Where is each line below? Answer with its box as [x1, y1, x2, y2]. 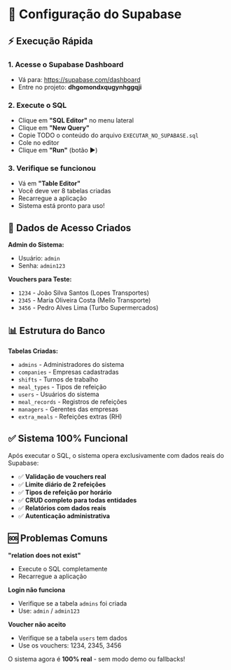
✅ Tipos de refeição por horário [17, 488, 112, 496]
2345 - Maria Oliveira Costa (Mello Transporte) [17, 296, 151, 305]
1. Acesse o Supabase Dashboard [8, 60, 124, 69]
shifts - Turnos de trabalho [17, 375, 99, 384]
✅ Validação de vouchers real [17, 472, 107, 480]
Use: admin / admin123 [17, 606, 80, 615]
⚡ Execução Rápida [8, 35, 93, 47]
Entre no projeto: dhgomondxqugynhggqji [17, 83, 142, 91]
